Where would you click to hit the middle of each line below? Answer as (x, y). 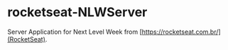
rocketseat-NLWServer (77, 12)
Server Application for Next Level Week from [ (75, 32)
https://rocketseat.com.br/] (181, 32)
